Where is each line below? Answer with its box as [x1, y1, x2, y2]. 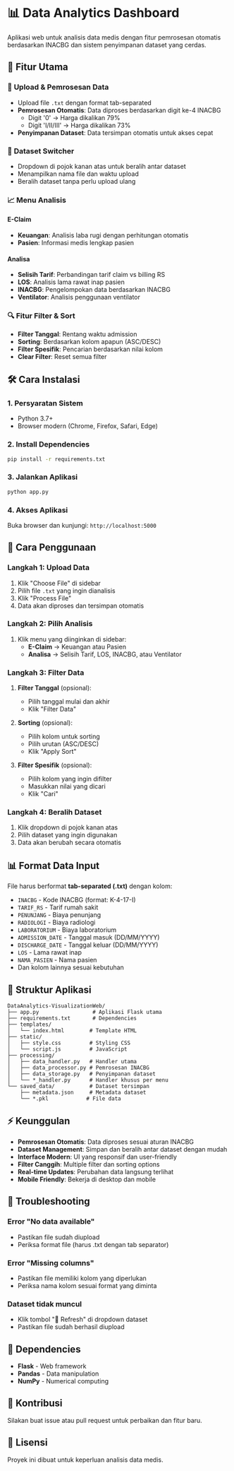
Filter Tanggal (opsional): [17, 684, 92, 692]
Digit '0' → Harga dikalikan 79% [27, 113, 121, 122]
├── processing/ [7, 1052, 55, 1059]
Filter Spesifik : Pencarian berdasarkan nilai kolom [17, 345, 164, 353]
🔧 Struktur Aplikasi [7, 983, 92, 996]
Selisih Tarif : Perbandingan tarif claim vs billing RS [17, 271, 166, 279]
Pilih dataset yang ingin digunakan [17, 831, 118, 839]
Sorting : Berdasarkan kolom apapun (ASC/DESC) [17, 337, 161, 345]
